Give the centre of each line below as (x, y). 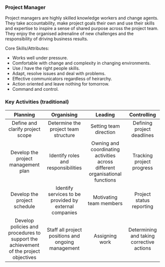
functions (105, 180)
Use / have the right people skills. (46, 68)
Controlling (143, 114)
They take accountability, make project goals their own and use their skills (80, 23)
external (64, 206)
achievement (24, 245)
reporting (143, 206)
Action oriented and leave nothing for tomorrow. (61, 84)
